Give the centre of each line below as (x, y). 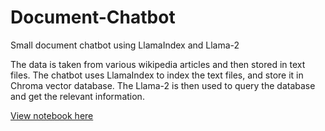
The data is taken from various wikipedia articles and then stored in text (158, 64)
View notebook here (52, 115)
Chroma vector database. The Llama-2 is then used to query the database (163, 85)
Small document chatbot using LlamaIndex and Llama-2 (125, 45)
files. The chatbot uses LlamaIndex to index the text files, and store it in (157, 75)
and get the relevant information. (77, 96)
